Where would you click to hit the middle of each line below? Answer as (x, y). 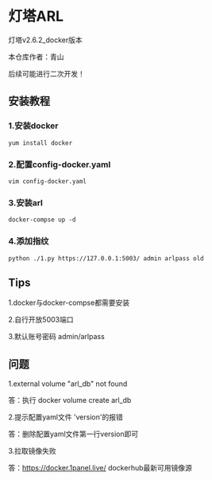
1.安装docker (33, 126)
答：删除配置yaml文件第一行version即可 (73, 434)
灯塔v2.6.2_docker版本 (46, 40)
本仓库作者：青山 (36, 57)
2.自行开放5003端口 (41, 320)
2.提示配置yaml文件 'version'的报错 (66, 417)
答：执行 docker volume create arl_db (70, 400)
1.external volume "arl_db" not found (68, 384)
